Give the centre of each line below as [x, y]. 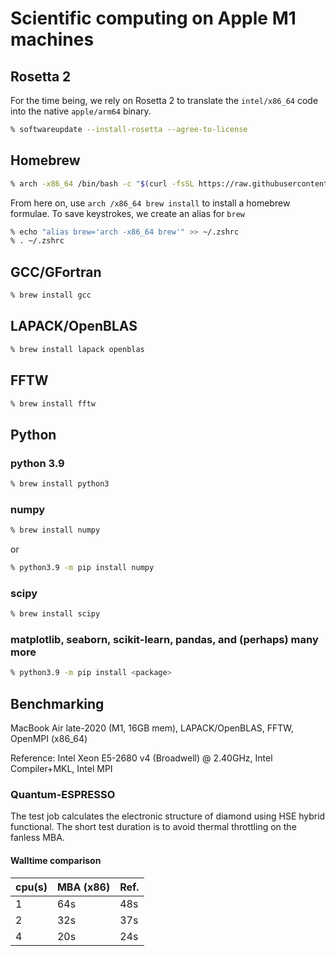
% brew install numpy [55, 530]
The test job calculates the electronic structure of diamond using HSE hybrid [168, 816]
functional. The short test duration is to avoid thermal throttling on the [153, 827]
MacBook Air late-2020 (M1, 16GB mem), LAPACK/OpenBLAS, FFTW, [152, 728]
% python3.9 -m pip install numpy [82, 568]
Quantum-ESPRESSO [63, 795]
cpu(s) [31, 887]
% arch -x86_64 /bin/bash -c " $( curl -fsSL [102, 183]
